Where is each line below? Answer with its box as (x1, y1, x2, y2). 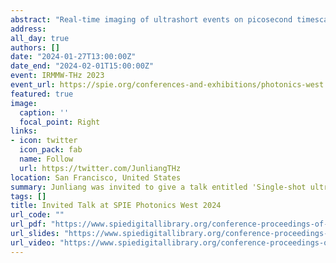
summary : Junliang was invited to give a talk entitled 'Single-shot (10, 182, 307, 192)
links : (10, 126, 38, 136)
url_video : (10, 237, 56, 248)
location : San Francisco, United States (10, 172, 182, 183)
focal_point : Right (19, 117, 101, 127)
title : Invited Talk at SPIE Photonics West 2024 (10, 201, 222, 211)
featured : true (10, 89, 74, 99)
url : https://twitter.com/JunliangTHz (19, 163, 182, 173)
